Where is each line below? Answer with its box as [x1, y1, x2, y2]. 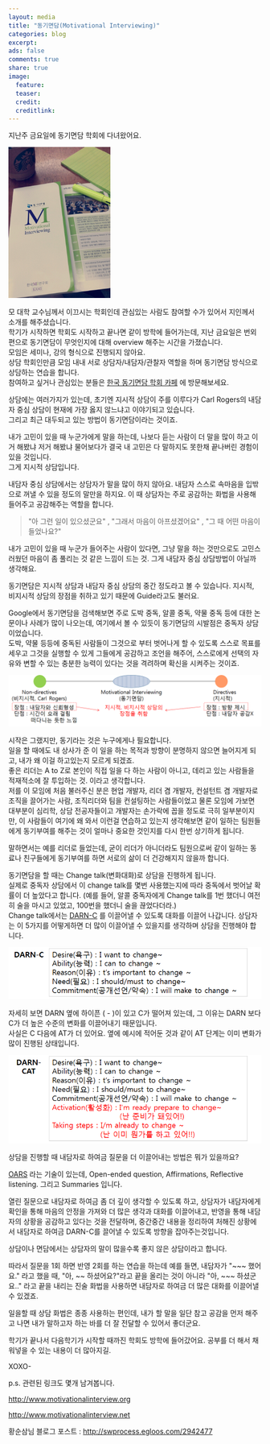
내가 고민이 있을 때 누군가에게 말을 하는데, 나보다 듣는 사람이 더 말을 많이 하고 [8, 432, 251, 442]
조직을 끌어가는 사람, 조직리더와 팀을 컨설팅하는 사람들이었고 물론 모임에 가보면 [8, 796, 256, 805]
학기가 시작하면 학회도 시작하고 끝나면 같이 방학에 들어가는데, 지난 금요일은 [8, 327, 243, 337]
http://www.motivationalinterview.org [8, 1394, 131, 1405]
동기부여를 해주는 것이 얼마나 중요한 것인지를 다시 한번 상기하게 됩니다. [22, 825, 244, 835]
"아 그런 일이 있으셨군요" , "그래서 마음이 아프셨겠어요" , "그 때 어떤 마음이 [27, 516, 261, 527]
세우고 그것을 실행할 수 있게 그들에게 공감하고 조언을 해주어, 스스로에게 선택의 [8, 648, 251, 658]
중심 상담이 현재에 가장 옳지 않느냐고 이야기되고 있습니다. [16, 405, 195, 415]
